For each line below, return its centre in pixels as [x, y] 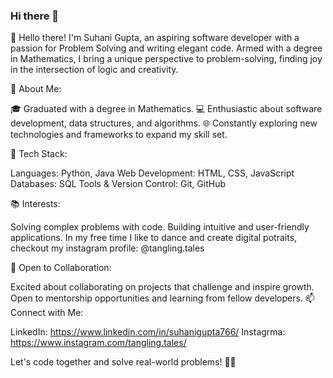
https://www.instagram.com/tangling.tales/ [98, 343]
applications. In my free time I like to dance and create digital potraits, [154, 238]
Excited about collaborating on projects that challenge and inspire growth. [162, 287]
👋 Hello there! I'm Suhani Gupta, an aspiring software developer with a [155, 38]
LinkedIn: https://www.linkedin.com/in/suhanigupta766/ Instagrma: [148, 332]
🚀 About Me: [36, 89]
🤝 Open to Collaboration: [61, 268]
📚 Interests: [35, 204]
